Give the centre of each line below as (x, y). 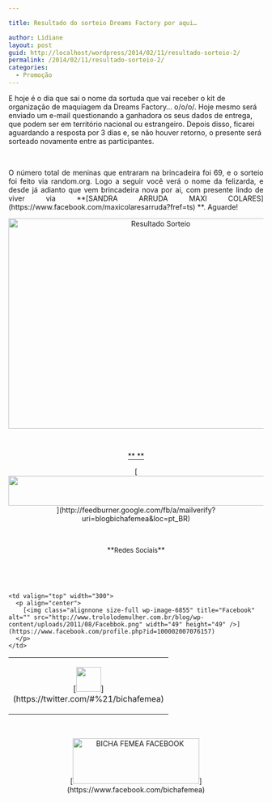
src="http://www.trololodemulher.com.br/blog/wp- (119, 617)
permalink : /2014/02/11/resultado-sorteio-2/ (86, 60)
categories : (28, 68)
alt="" (19, 617)
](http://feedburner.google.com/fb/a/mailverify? (136, 510)
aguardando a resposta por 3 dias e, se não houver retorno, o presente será (135, 132)
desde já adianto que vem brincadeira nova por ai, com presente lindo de (136, 189)
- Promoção (34, 75)
